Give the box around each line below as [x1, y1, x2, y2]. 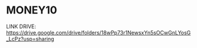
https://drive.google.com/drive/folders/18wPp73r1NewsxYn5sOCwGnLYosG [6, 29, 191, 36]
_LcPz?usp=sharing [6, 35, 54, 42]
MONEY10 [6, 4, 57, 17]
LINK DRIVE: [6, 23, 37, 30]
